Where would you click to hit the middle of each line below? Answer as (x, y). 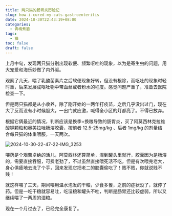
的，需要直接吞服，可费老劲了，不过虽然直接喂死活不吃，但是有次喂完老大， (86, 161)
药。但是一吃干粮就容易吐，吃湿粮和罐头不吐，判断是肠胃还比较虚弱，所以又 (86, 191)
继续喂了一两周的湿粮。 (30, 198)
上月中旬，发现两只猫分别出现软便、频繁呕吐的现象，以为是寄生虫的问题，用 (86, 63)
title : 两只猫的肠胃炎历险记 (33, 10)
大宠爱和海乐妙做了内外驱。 (35, 69)
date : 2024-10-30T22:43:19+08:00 (41, 19)
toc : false (17, 43)
